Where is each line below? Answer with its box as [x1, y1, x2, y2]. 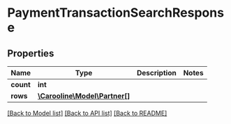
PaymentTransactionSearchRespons [7, 5, 225, 21]
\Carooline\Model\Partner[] [37, 91, 131, 100]
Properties [7, 47, 54, 59]
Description [136, 68, 177, 77]
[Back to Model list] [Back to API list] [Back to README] [7, 109, 167, 117]
